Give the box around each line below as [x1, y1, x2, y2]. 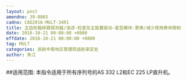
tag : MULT [6, 41, 30, 47]
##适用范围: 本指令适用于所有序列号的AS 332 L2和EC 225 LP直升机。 [6, 68, 174, 76]
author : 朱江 [6, 52, 36, 58]
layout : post [6, 8, 38, 15]
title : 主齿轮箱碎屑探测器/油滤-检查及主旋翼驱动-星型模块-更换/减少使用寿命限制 [6, 24, 181, 31]
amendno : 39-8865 [6, 14, 49, 20]
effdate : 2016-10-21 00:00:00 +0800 [6, 36, 95, 41]
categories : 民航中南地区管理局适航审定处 [6, 47, 99, 52]
